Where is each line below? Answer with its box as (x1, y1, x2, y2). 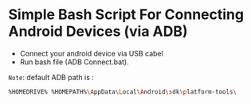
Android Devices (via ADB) (8, 22, 189, 40)
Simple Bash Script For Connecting (8, 6, 245, 24)
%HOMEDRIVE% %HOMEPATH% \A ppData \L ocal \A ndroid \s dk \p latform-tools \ (8, 87, 237, 96)
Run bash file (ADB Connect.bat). (19, 57, 129, 67)
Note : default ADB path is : (8, 72, 94, 82)
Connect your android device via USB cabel (19, 48, 163, 58)
